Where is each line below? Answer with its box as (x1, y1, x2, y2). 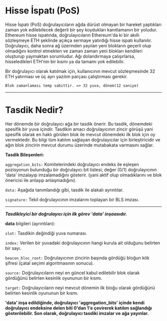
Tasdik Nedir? (5, 105, 64, 116)
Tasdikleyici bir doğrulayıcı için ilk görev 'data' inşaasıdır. (5, 211, 128, 217)
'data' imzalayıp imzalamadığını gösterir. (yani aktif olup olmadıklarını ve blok (5, 172, 162, 178)
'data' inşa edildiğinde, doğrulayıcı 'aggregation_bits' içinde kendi (5, 300, 145, 306)
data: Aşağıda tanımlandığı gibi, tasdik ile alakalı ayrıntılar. (5, 187, 124, 193)
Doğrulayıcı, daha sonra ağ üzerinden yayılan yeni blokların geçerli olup (5, 42, 152, 48)
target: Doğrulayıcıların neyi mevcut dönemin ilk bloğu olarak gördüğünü (5, 285, 156, 291)
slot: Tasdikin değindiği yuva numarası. (5, 230, 87, 236)
